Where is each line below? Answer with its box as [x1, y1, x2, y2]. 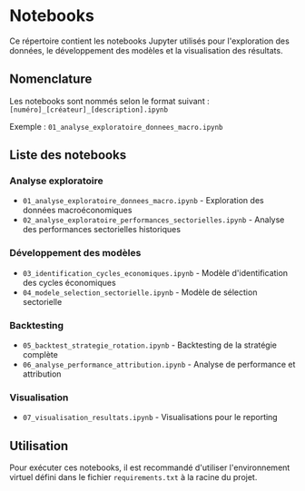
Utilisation [9, 437, 69, 454]
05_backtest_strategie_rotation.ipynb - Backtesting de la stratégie [22, 339, 278, 350]
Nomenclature [9, 72, 93, 87]
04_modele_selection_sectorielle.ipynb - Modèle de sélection [22, 287, 258, 298]
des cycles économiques [22, 277, 116, 288]
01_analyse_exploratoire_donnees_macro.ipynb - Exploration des [22, 195, 265, 206]
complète [22, 349, 59, 360]
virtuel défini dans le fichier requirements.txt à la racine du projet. [9, 472, 258, 483]
